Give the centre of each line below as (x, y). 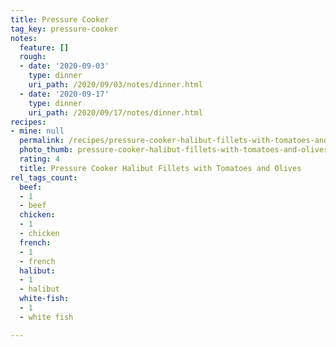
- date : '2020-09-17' (64, 94)
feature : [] (44, 47)
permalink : (42, 141)
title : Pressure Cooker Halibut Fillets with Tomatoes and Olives (160, 168)
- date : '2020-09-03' (64, 66)
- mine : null (37, 131)
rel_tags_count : (44, 177)
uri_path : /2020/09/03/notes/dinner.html (115, 85)
